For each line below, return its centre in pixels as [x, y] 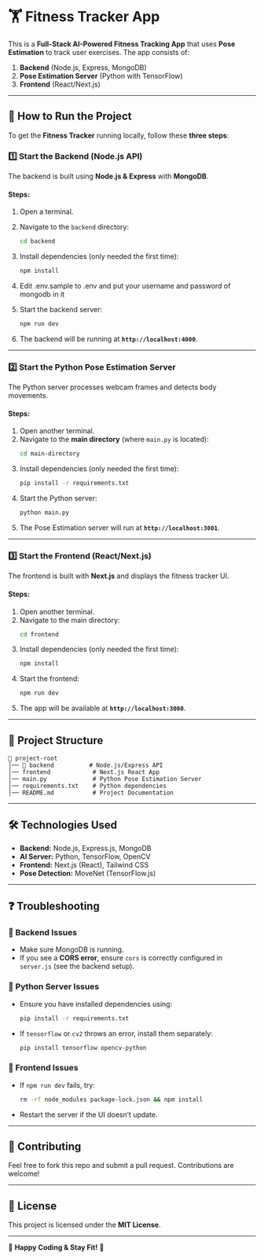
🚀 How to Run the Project [70, 116]
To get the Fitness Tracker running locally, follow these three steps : [119, 135]
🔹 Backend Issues [42, 933]
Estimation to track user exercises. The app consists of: [99, 52]
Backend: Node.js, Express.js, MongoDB [85, 848]
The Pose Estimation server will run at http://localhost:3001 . [119, 528]
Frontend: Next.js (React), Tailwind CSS [84, 864]
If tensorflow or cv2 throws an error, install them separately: [116, 1033]
